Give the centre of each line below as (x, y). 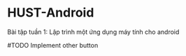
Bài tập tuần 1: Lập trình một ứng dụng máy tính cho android (93, 32)
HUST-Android (51, 13)
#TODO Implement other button (53, 45)
